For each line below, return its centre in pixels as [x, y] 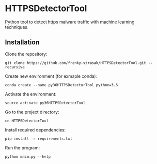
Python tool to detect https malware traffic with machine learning [70, 22]
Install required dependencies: [35, 130]
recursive [15, 67]
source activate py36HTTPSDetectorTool [45, 103]
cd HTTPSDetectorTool [27, 121]
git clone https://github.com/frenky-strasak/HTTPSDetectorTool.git [76, 63]
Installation [22, 42]
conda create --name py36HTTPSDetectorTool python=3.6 [62, 85]
